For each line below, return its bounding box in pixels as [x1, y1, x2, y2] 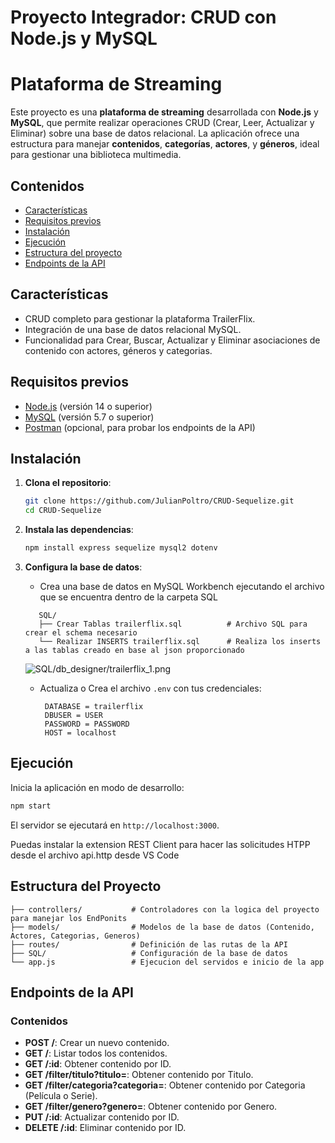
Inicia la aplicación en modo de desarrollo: [10, 781, 185, 793]
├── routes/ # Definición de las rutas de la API [10, 939, 288, 950]
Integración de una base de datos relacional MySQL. [24, 323, 242, 335]
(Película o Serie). [24, 1090, 98, 1102]
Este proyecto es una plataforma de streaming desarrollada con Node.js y [10, 106, 319, 118]
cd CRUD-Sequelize [24, 506, 102, 516]
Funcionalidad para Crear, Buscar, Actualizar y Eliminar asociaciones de [24, 334, 321, 346]
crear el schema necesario [24, 628, 138, 638]
